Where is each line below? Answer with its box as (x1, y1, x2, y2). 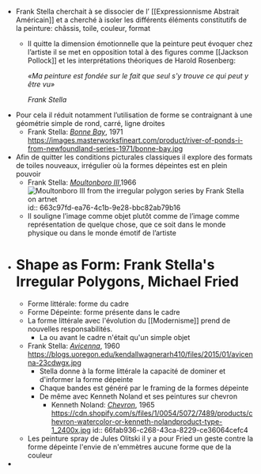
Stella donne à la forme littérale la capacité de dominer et (39, 366, 226, 376)
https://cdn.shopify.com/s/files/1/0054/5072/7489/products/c (51, 408, 253, 418)
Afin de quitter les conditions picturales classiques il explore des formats (15, 152, 253, 162)
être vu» (27, 79, 55, 89)
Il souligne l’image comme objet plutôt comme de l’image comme (27, 212, 240, 220)
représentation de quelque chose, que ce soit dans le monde (27, 220, 226, 229)
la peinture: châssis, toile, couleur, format (15, 24, 151, 32)
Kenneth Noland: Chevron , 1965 (51, 399, 155, 409)
